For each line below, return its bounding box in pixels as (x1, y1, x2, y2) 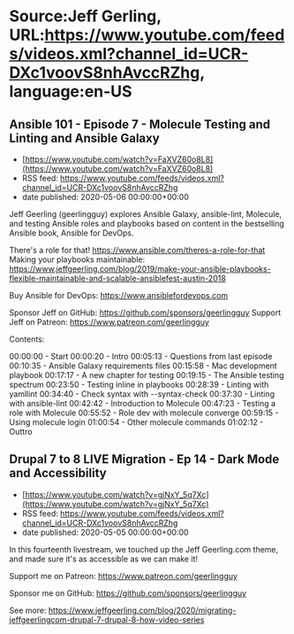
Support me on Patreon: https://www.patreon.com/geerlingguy (9, 570, 238, 581)
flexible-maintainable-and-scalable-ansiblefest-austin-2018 (9, 273, 227, 283)
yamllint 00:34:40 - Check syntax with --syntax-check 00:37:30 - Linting (9, 389, 275, 399)
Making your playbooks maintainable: (9, 254, 146, 265)
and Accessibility (9, 466, 108, 481)
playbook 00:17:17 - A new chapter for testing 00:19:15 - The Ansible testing (9, 370, 284, 380)
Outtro (9, 427, 33, 437)
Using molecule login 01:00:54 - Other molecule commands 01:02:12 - (9, 417, 264, 427)
